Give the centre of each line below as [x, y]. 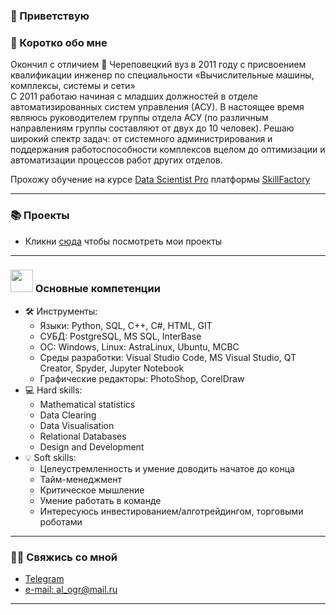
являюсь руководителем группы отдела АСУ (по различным [139, 118]
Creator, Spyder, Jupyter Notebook [112, 368]
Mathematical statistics [87, 404]
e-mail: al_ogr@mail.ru [71, 590]
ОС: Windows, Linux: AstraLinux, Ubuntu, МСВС [139, 346]
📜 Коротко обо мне [59, 42]
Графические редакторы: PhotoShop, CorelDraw [142, 378]
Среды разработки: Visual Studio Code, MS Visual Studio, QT [168, 357]
